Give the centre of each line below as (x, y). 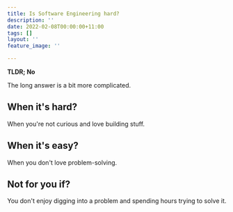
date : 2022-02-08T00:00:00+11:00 (56, 26)
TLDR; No (21, 72)
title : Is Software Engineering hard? (63, 14)
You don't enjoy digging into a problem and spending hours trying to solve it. (117, 201)
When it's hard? (42, 107)
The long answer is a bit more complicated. (69, 85)
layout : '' (23, 40)
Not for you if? (39, 185)
